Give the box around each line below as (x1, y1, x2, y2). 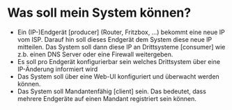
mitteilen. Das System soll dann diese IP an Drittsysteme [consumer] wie (17, 42, 226, 51)
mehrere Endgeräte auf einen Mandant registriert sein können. (17, 94, 197, 102)
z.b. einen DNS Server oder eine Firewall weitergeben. (17, 50, 173, 58)
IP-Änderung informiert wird (17, 65, 98, 73)
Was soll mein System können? (7, 5, 192, 21)
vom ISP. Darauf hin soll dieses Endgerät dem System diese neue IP (17, 35, 212, 43)
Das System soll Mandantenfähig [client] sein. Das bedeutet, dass (17, 87, 207, 95)
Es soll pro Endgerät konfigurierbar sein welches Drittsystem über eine (17, 57, 221, 65)
